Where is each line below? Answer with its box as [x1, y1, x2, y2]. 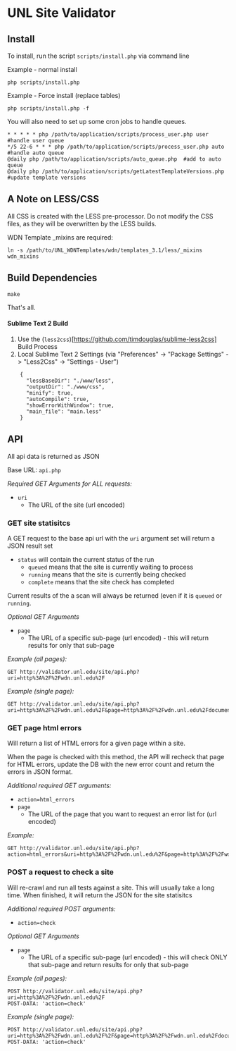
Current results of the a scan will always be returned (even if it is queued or [7, 591, 223, 600]
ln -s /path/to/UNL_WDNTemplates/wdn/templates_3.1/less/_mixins [7, 247, 202, 254]
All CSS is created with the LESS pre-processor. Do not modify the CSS [7, 211, 214, 220]
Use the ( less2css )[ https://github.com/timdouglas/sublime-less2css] [17, 335, 217, 343]
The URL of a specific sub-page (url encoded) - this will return [27, 633, 209, 642]
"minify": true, [25, 389, 74, 396]
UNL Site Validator [7, 5, 116, 21]
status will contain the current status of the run [17, 555, 155, 563]
